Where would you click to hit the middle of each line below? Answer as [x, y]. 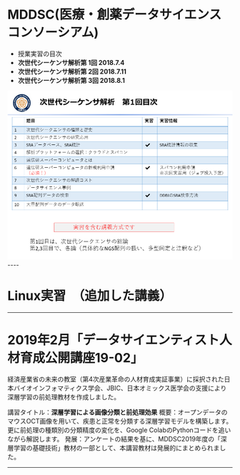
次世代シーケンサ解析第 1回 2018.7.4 [71, 62]
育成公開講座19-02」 [82, 358]
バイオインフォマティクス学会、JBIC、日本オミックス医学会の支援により [120, 388]
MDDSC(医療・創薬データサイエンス [115, 15]
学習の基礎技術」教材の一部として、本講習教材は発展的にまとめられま [116, 448]
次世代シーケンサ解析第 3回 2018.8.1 [71, 80]
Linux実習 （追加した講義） [90, 296]
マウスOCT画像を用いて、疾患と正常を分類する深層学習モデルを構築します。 [120, 421]
